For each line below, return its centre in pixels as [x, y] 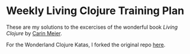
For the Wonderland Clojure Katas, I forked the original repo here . [86, 45]
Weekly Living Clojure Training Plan [95, 11]
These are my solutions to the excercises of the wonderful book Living [92, 27]
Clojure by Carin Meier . [34, 33]
